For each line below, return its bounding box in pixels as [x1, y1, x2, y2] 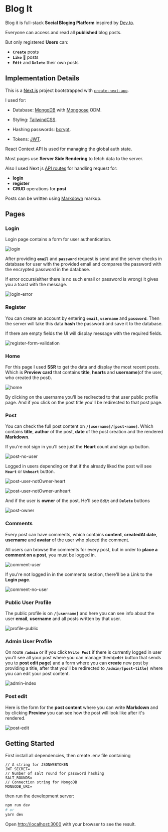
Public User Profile [5, 599, 52, 606]
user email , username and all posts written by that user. [5, 616, 121, 622]
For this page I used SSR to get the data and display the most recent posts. [5, 364, 160, 370]
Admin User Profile [5, 638, 53, 645]
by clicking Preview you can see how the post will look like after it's [5, 709, 145, 716]
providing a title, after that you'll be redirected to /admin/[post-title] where [5, 665, 163, 671]
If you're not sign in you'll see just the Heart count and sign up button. [5, 444, 150, 450]
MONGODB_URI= [5, 784, 33, 789]
